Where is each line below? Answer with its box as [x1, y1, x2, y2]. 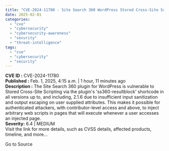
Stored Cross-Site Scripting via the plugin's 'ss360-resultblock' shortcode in [5, 89, 164, 95]
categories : [5, 17, 30, 22]
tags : [5, 45, 17, 50]
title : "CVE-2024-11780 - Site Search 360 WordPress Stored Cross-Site [5, 7, 158, 13]
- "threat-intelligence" [10, 40, 62, 45]
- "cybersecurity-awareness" [10, 31, 71, 36]
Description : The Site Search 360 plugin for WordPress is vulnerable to [5, 84, 154, 90]
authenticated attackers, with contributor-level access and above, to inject [5, 105, 159, 111]
